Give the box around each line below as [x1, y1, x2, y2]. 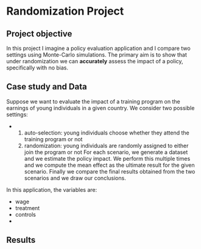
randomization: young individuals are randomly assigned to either [24, 142, 189, 149]
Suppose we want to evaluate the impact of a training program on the [6, 97, 181, 105]
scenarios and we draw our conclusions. [24, 174, 126, 181]
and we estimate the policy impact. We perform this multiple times [24, 155, 191, 162]
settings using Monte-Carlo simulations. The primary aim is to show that [6, 51, 188, 58]
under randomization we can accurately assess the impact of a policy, [6, 58, 184, 65]
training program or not [24, 135, 83, 142]
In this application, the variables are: [6, 186, 97, 193]
